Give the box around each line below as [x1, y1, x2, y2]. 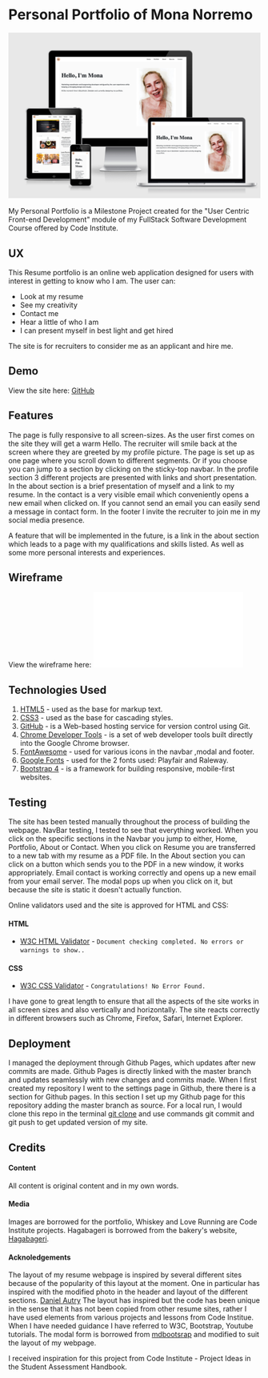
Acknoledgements [8, 1252, 71, 1262]
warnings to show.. [19, 947, 86, 955]
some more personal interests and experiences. [8, 547, 166, 557]
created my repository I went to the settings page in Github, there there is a [8, 1084, 256, 1093]
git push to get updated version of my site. [8, 1118, 148, 1128]
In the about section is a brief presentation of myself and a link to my [8, 481, 234, 491]
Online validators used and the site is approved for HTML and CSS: [8, 900, 230, 910]
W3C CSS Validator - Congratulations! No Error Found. [19, 981, 206, 991]
